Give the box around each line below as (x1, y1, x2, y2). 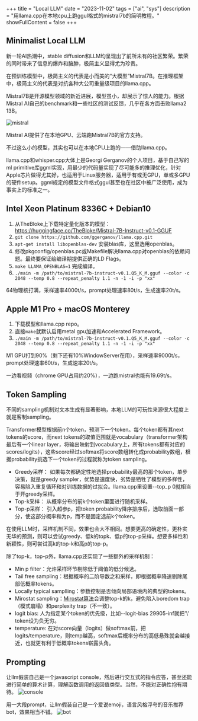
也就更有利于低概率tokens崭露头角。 (25, 640, 114, 647)
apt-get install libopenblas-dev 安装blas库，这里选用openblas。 (14, 240, 178, 247)
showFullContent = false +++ (6, 19, 77, 25)
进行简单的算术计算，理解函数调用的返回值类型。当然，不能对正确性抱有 (6, 681, 182, 688)
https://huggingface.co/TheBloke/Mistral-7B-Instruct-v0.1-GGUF (14, 226, 173, 234)
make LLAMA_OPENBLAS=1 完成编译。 (14, 262, 99, 269)
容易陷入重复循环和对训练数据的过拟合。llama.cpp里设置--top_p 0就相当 (14, 483, 191, 490)
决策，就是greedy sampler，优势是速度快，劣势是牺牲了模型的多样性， (14, 476, 188, 483)
